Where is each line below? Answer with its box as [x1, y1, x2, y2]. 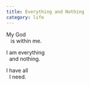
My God [6, 31, 26, 38]
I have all [6, 66, 28, 74]
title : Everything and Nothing [6, 8, 85, 15]
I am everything [6, 48, 45, 56]
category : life [6, 14, 44, 20]
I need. [8, 73, 26, 80]
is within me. [10, 37, 42, 44]
